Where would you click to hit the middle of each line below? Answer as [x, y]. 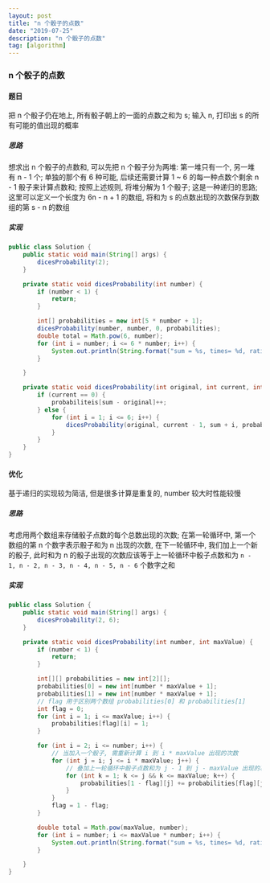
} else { [52, 410]
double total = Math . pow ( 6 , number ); [100, 336]
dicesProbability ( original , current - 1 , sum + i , [152, 425]
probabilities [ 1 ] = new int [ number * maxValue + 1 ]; [127, 694]
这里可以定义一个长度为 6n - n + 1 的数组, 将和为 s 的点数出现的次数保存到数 [134, 197]
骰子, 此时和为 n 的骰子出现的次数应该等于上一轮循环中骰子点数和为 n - [133, 555]
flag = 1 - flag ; [80, 806]
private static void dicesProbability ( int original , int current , [136, 388]
